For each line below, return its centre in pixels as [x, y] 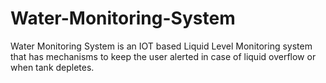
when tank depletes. [52, 67]
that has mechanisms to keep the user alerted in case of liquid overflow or [163, 56]
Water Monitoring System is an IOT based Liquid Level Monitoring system [161, 46]
